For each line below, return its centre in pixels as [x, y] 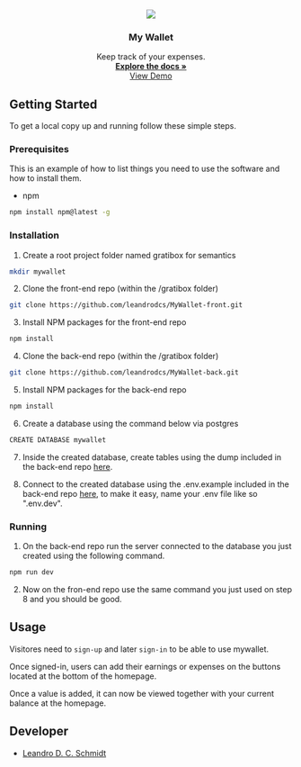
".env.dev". [42, 503]
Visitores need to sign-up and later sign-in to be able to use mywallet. [139, 649]
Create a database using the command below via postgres [130, 423]
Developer [39, 731]
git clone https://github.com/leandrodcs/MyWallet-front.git [126, 305]
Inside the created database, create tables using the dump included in [151, 457]
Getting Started [53, 104]
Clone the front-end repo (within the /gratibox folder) [120, 289]
